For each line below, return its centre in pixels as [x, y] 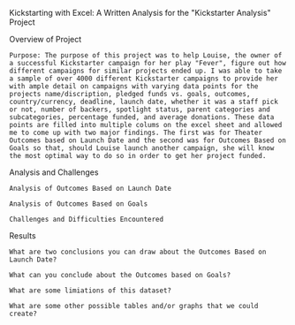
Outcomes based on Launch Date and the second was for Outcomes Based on [148, 140]
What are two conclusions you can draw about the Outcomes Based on [138, 252]
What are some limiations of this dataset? [91, 291]
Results [23, 236]
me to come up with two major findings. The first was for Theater [136, 132]
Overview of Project [45, 39]
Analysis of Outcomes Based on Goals [79, 204]
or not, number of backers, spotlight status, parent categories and [140, 110]
